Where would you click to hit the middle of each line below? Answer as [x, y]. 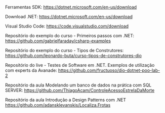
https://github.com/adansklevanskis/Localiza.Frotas [58, 105]
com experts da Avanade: [31, 70]
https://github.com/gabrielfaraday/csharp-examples [58, 41]
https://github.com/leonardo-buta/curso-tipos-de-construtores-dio [73, 56]
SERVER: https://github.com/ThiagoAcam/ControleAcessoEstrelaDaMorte [80, 90]
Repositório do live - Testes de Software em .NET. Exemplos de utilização [80, 65]
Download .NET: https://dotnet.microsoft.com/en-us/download [69, 16]
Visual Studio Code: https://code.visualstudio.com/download [67, 26]
